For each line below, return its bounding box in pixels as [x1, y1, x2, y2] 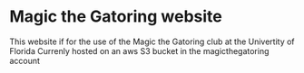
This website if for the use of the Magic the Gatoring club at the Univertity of [9, 36, 295, 47]
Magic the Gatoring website [9, 6, 222, 27]
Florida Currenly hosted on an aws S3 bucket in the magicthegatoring [9, 45, 270, 56]
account [9, 55, 41, 66]
